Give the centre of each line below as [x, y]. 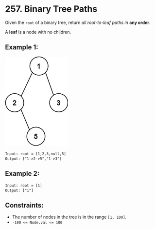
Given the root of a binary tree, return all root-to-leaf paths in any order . [78, 22]
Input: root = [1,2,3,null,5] [36, 154]
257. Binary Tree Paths [51, 9]
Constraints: [24, 205]
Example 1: [22, 47]
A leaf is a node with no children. [38, 32]
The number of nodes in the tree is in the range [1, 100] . [69, 217]
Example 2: [22, 174]
